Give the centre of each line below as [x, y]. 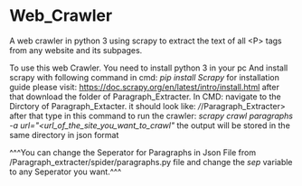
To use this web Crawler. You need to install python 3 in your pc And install [149, 68]
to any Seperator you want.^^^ [66, 172]
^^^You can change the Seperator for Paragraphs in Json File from [132, 152]
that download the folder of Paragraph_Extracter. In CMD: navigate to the [146, 97]
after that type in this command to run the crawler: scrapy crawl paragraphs [151, 116]
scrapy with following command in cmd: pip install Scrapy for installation [145, 77]
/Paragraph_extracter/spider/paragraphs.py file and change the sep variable [151, 162]
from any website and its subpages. [76, 50]
